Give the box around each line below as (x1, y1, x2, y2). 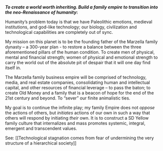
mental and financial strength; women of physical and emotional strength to (5, 54, 158, 60)
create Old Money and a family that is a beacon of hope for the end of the (5, 90, 154, 96)
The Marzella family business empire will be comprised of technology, (5, 75, 147, 80)
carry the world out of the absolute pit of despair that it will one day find (5, 60, 151, 65)
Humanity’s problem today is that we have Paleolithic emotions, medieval (5, 19, 153, 25)
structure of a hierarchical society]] (5, 140, 77, 146)
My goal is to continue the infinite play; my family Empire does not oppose (5, 105, 155, 110)
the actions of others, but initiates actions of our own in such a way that (5, 110, 150, 116)
